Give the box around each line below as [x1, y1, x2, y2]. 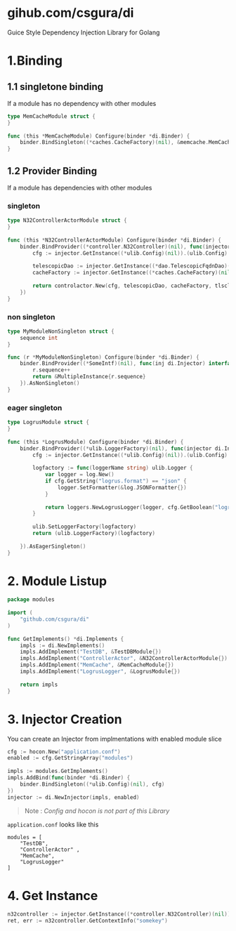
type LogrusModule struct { [7, 419, 90, 426]
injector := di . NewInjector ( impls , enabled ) [7, 793, 140, 801]
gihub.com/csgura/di [7, 5, 134, 21]
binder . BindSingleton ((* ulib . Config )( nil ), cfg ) [20, 781, 165, 788]
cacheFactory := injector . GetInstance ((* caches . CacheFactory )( [32, 269, 221, 277]
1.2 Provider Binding [7, 165, 97, 177]
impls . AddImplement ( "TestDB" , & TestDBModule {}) [20, 648, 162, 656]
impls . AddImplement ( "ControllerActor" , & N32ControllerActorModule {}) [20, 655, 228, 662]
